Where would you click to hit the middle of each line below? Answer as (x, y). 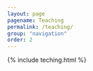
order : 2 (20, 40)
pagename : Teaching (36, 20)
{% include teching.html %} (47, 60)
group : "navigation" (37, 33)
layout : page (26, 14)
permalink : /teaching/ (40, 27)
